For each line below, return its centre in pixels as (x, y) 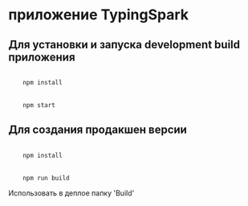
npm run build (46, 178)
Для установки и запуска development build (124, 45)
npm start (39, 105)
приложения (42, 57)
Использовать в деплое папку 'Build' (71, 193)
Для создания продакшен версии (98, 130)
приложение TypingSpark (98, 15)
